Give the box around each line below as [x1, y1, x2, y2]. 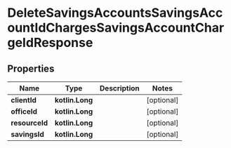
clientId [11, 95, 37, 105]
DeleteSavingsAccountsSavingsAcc [7, 5, 223, 21]
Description [99, 83, 140, 93]
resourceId [11, 118, 48, 128]
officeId [11, 107, 37, 116]
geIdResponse [7, 35, 93, 51]
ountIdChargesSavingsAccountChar [7, 20, 225, 36]
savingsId [11, 130, 44, 139]
